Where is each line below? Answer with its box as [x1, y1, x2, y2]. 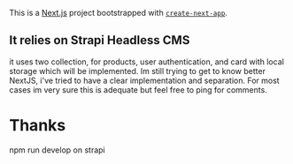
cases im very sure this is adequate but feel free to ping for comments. [9, 84, 267, 95]
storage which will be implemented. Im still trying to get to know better [9, 65, 266, 76]
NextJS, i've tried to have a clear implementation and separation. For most [9, 75, 281, 86]
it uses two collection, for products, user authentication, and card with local [9, 56, 285, 67]
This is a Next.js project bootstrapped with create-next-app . [9, 8, 228, 18]
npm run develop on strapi [9, 145, 105, 155]
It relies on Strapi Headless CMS [9, 33, 190, 48]
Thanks [9, 116, 66, 135]
